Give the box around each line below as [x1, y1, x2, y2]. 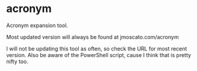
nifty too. [6, 58, 29, 65]
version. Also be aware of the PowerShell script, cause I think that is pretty [6, 51, 192, 58]
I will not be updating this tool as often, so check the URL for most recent [6, 45, 187, 52]
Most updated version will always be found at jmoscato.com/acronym [6, 33, 179, 40]
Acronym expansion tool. [6, 22, 68, 29]
